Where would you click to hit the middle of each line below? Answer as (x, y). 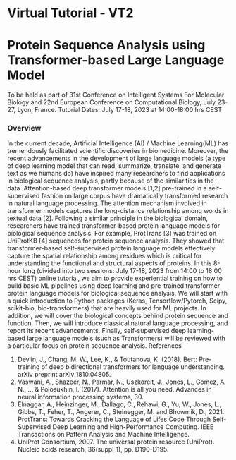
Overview (24, 128)
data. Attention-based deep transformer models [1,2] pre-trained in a (107, 188)
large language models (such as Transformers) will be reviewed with (126, 338)
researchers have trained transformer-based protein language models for (114, 226)
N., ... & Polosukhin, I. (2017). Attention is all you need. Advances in (114, 389)
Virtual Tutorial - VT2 (70, 13)
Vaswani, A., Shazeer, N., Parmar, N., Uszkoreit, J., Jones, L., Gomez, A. (122, 382)
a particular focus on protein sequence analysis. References (94, 346)
